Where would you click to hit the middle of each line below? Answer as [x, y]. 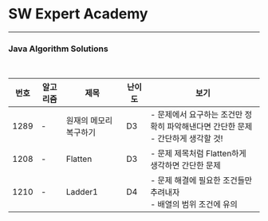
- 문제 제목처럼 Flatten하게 [199, 154]
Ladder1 [82, 192]
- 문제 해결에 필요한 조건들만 [201, 180]
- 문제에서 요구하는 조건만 [197, 115]
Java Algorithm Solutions [59, 49]
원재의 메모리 [90, 120]
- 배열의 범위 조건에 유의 [194, 204]
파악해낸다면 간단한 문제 [210, 127]
